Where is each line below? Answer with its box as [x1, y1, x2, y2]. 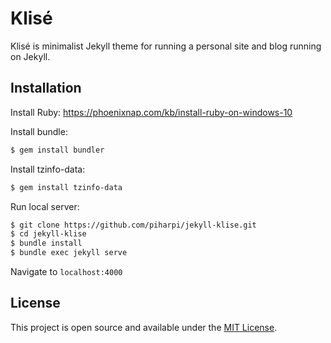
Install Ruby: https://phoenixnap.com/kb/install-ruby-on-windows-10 [10, 106, 293, 118]
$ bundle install [10, 238, 83, 249]
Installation [10, 80, 82, 97]
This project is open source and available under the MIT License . [10, 321, 278, 333]
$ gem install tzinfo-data [10, 182, 123, 192]
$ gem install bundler [10, 145, 105, 155]
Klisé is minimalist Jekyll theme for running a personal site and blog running [10, 40, 322, 52]
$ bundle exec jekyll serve [10, 248, 128, 258]
